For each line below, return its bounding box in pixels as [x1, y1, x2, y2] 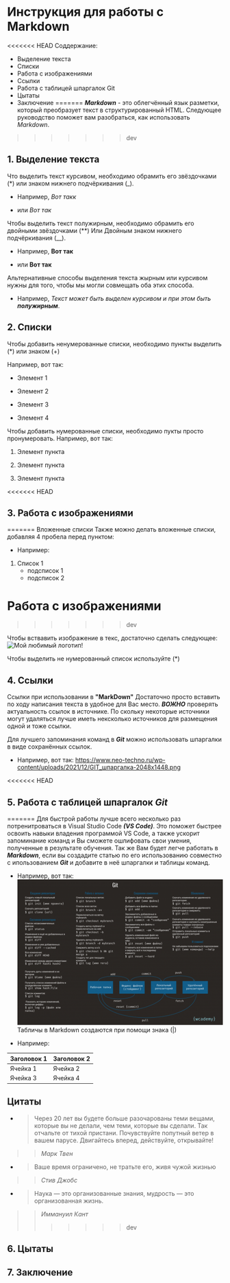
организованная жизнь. [34, 1196, 104, 1205]
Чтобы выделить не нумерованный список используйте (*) [7, 655, 180, 663]
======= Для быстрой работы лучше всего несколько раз [7, 815, 181, 823]
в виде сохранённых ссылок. [7, 742, 92, 751]
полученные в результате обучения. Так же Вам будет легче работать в [7, 843, 218, 852]
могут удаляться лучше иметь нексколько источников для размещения [7, 715, 218, 723]
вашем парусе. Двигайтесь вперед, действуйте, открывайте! [34, 1136, 214, 1144]
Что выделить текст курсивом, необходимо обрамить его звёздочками [7, 172, 217, 180]
